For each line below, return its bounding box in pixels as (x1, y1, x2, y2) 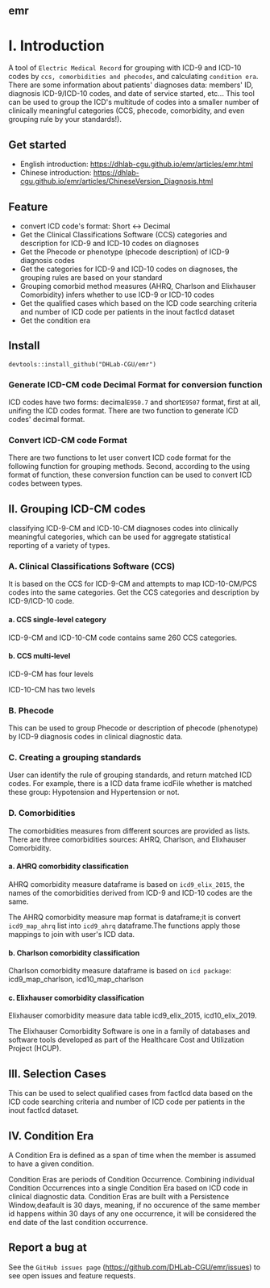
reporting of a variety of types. (8, 541, 110, 550)
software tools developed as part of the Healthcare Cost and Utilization (8, 1035, 244, 1045)
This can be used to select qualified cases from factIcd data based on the (8, 1089, 253, 1098)
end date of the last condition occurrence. (8, 1218, 148, 1227)
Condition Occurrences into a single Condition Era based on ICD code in (8, 1183, 248, 1193)
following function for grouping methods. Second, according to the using (8, 462, 251, 471)
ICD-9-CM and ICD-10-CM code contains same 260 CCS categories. (8, 633, 238, 642)
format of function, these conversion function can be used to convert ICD (8, 470, 252, 480)
